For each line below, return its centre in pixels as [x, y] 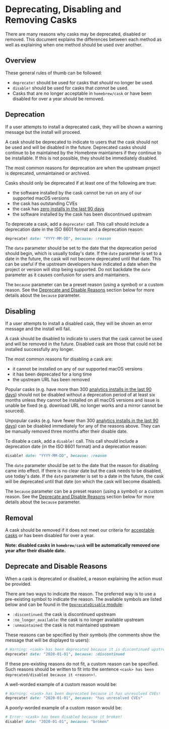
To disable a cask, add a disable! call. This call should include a [72, 441]
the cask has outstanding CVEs [45, 203]
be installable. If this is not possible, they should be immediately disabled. [81, 158]
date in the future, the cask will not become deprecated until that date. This [83, 259]
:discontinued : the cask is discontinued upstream [64, 614]
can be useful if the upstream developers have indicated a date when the [81, 264]
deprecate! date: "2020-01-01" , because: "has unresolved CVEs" [74, 698]
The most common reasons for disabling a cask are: [59, 359]
